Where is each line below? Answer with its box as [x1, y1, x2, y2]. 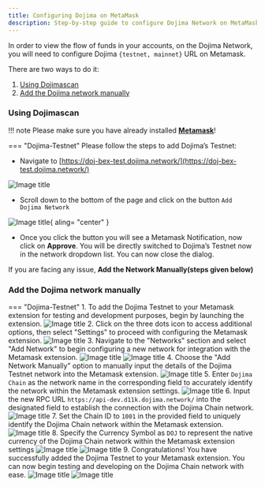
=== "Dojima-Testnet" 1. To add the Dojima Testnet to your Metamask [8, 302, 234, 312]
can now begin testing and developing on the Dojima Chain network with [8, 462, 244, 471]
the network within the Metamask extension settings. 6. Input [8, 386, 251, 395]
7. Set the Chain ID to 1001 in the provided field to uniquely [51, 411, 241, 421]
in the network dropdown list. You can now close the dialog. [19, 249, 215, 259]
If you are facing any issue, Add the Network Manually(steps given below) [8, 264, 254, 274]
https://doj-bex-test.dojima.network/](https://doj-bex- [62, 155, 237, 166]
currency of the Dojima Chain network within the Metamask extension [8, 436, 235, 446]
